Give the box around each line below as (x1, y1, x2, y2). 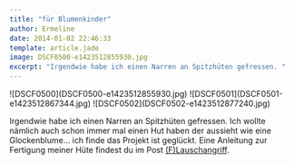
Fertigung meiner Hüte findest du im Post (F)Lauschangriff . (9, 145, 230, 155)
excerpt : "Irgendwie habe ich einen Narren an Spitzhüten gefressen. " (9, 63, 286, 72)
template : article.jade (9, 43, 100, 53)
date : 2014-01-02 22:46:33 (9, 34, 112, 43)
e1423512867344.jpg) (9, 98, 92, 109)
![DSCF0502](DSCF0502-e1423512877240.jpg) (93, 98, 270, 109)
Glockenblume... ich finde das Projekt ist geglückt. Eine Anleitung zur (9, 135, 268, 145)
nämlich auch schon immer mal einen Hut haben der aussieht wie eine (9, 125, 272, 136)
